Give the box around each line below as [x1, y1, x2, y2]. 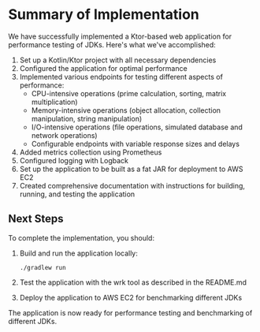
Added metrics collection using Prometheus [19, 147, 162, 157]
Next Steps [8, 212, 64, 226]
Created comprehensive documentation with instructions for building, [19, 181, 246, 190]
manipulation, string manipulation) [31, 114, 143, 123]
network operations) [31, 130, 98, 140]
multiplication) [31, 97, 78, 106]
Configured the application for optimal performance [19, 63, 188, 73]
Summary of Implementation [8, 6, 199, 24]
